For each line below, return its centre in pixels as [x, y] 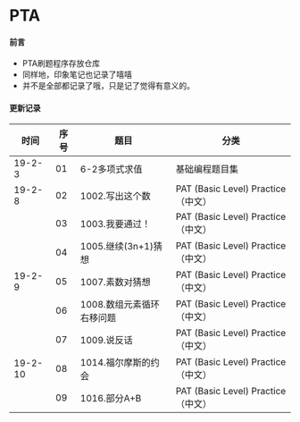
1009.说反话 [106, 340]
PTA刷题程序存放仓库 [61, 63]
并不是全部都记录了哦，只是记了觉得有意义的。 [108, 86]
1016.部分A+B [111, 398]
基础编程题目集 [207, 169]
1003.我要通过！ [115, 224]
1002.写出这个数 [115, 196]
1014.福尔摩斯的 [115, 362]
